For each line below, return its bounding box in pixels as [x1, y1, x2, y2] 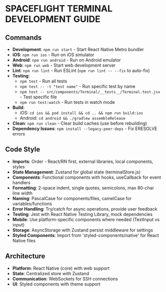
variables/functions [12, 201, 52, 207]
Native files [12, 237, 36, 243]
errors [12, 131, 25, 137]
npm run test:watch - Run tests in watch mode [19, 99, 115, 105]
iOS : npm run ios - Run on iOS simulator [12, 52, 94, 58]
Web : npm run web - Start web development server [12, 63, 116, 68]
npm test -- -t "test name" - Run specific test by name [19, 83, 136, 89]
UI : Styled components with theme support [12, 281, 101, 287]
